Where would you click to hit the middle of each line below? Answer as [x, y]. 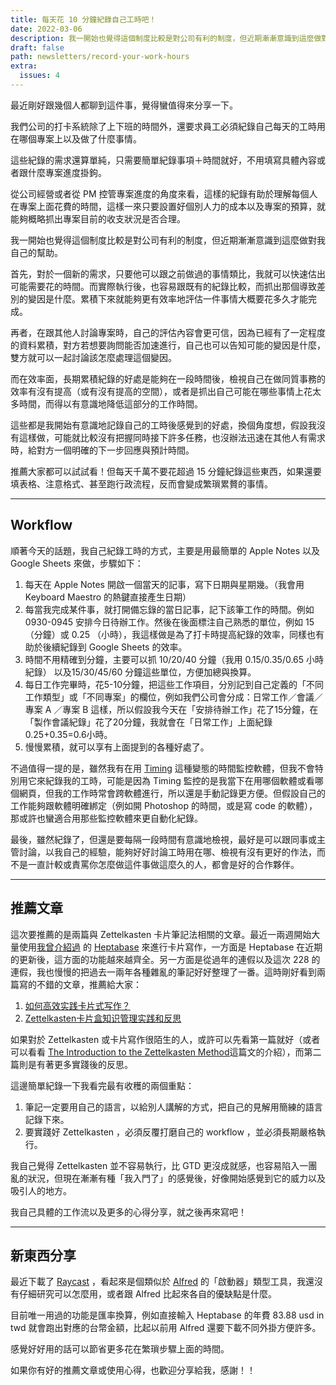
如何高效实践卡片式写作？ [77, 1005]
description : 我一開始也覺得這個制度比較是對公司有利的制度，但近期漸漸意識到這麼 [162, 38]
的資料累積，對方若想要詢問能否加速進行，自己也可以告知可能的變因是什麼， [168, 345]
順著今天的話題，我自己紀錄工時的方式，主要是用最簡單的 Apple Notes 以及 [165, 550]
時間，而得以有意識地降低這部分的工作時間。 [110, 403]
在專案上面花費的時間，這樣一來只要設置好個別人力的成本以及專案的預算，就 [168, 206]
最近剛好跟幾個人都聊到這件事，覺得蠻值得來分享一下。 [124, 105]
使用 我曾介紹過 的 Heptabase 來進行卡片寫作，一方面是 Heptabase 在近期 [170, 947]
